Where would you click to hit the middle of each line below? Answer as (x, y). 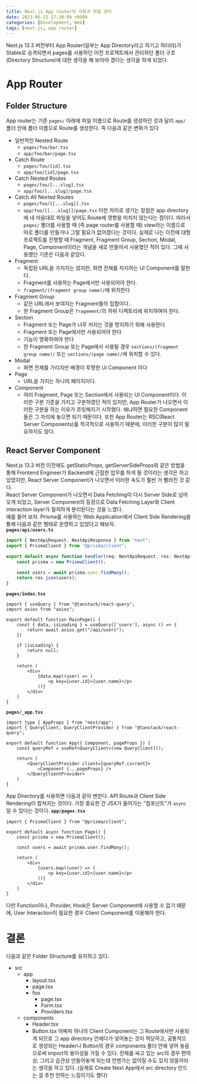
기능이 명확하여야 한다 (49, 339)
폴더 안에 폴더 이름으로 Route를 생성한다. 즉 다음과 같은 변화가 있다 (83, 128)
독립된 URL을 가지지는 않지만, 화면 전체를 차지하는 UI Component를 (101, 268)
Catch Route (30, 160)
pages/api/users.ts (30, 530)
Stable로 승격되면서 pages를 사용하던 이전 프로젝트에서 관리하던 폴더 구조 (91, 53)
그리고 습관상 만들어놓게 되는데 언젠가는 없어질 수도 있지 (104, 1060)
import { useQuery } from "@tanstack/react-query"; (70, 604)
